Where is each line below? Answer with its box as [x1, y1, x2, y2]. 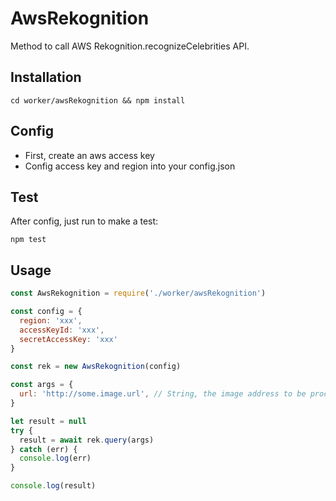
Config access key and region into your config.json [24, 160, 236, 172]
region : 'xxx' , [19, 315, 83, 326]
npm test [10, 235, 47, 245]
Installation [10, 69, 82, 86]
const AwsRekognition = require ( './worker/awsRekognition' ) [10, 288, 267, 299]
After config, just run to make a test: [10, 215, 159, 227]
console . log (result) [10, 481, 97, 491]
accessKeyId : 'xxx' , [19, 325, 105, 335]
